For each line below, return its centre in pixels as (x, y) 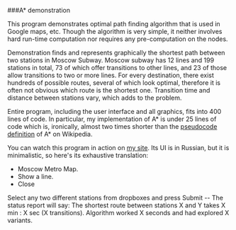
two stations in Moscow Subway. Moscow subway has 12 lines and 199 (111, 60)
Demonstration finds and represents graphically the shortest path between (116, 53)
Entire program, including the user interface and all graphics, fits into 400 (114, 111)
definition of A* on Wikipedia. (50, 134)
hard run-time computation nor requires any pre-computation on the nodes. (118, 39)
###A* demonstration (39, 10)
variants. (20, 220)
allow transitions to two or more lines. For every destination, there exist (111, 75)
